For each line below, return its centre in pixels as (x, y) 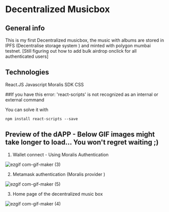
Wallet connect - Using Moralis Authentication (60, 154)
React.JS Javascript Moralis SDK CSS (45, 84)
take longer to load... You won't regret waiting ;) (82, 142)
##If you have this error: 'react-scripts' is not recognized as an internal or (82, 94)
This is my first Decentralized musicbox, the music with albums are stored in (85, 40)
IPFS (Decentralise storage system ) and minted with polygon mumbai (78, 46)
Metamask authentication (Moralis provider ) (59, 174)
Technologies (27, 72)
